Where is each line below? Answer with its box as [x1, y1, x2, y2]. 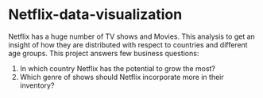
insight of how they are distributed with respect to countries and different [8, 40, 248, 49]
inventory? [19, 81, 55, 90]
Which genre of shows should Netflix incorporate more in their [19, 72, 224, 81]
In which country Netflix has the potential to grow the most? [19, 63, 216, 73]
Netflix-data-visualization [8, 6, 183, 24]
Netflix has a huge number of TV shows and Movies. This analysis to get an [8, 32, 256, 41]
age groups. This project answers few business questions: [8, 48, 199, 58]
